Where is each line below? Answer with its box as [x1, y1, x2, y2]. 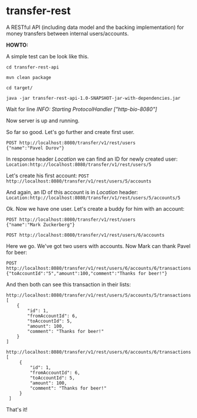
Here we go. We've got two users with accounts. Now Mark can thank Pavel [6, 242, 191, 249]
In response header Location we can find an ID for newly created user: [6, 155, 178, 162]
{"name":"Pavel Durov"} [6, 145, 65, 151]
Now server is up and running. [6, 117, 80, 124]
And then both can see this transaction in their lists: [6, 280, 131, 288]
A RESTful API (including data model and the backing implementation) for [6, 24, 184, 31]
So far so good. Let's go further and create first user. [6, 128, 134, 135]
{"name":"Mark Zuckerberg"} [6, 221, 75, 228]
